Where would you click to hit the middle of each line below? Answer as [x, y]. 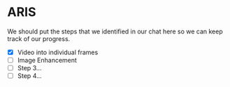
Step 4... [29, 76]
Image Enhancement [47, 60]
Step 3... [29, 68]
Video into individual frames [58, 52]
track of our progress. [39, 38]
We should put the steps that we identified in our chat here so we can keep [115, 31]
